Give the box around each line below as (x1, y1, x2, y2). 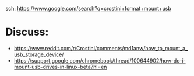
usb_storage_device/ (13, 51, 64, 58)
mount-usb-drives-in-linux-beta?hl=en (13, 63, 107, 70)
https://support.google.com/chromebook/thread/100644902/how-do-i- (13, 57, 186, 64)
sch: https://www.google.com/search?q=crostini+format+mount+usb (5, 5, 171, 12)
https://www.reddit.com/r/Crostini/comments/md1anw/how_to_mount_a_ (13, 44, 188, 51)
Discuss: (5, 26, 49, 39)
